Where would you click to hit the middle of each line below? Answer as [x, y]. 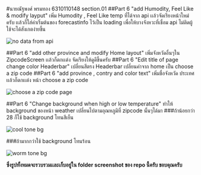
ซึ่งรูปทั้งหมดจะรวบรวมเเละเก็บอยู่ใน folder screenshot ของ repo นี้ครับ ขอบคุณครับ [94, 165]
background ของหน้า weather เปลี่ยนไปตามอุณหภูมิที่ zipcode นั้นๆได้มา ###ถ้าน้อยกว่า [101, 110]
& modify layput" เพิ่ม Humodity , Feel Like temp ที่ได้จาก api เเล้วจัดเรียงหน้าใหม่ [98, 15]
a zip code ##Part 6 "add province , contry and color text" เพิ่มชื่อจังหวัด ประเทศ [101, 73]
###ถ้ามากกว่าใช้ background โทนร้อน [49, 141]
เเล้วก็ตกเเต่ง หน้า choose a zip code [47, 80]
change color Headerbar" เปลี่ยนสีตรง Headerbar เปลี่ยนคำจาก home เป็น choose [100, 66]
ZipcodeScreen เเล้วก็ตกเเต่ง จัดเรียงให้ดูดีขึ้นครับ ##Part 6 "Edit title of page [92, 59]
